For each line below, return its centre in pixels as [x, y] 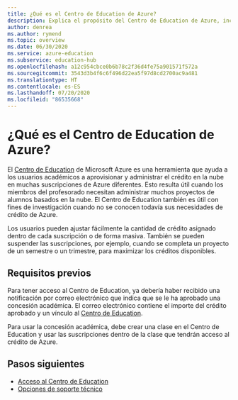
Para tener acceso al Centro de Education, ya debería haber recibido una [114, 290]
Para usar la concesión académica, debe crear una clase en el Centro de [113, 326]
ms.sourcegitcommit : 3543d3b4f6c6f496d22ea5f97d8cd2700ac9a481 [103, 73]
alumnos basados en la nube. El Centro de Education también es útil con [113, 199]
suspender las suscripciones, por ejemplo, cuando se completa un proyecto [118, 243]
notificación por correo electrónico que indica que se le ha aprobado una [114, 298]
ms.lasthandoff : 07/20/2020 [49, 93]
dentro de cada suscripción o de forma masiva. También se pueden [106, 235]
